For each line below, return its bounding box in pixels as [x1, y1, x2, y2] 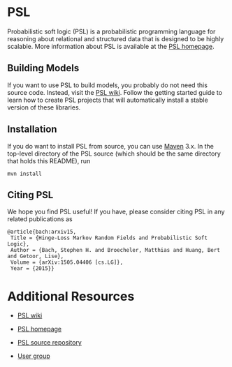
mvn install [7, 170, 42, 177]
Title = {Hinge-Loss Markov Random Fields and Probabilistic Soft [10, 234, 208, 241]
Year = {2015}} [10, 265, 55, 272]
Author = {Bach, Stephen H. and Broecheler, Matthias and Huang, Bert [10, 247, 220, 254]
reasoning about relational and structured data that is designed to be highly [7, 34, 224, 43]
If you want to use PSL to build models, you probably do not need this [7, 81, 208, 89]
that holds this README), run [7, 156, 91, 165]
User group [17, 352, 50, 360]
